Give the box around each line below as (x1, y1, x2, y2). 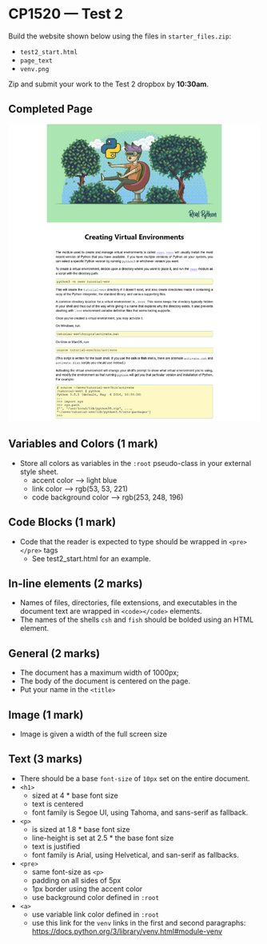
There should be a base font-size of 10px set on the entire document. (19, 773, 250, 783)
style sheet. (19, 467, 59, 476)
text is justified (31, 841, 81, 851)
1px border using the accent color (31, 884, 143, 894)
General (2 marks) (8, 647, 101, 660)
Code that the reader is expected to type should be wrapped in (19, 536, 228, 546)
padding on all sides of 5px (31, 875, 122, 885)
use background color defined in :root (31, 892, 160, 902)
